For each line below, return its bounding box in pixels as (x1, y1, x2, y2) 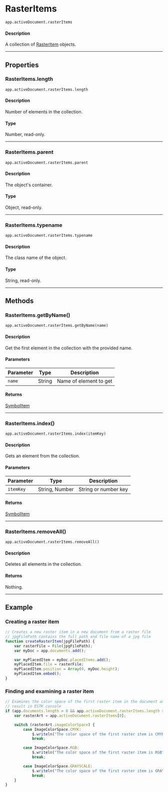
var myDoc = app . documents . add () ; (14, 648, 86, 653)
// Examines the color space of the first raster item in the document (5, 699, 157, 704)
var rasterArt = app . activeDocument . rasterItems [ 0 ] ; (14, 713, 126, 718)
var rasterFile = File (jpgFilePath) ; (14, 643, 93, 648)
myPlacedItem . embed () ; (14, 671, 61, 677)
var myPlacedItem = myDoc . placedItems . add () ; (14, 657, 111, 663)
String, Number (37, 485, 74, 492)
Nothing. (5, 584, 23, 590)
